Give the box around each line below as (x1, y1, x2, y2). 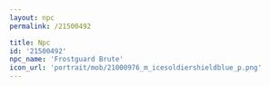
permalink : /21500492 (9, 22, 92, 31)
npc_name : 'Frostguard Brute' (9, 55, 125, 64)
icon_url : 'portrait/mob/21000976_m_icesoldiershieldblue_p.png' (9, 63, 262, 72)
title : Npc (9, 38, 51, 47)
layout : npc (9, 13, 55, 23)
